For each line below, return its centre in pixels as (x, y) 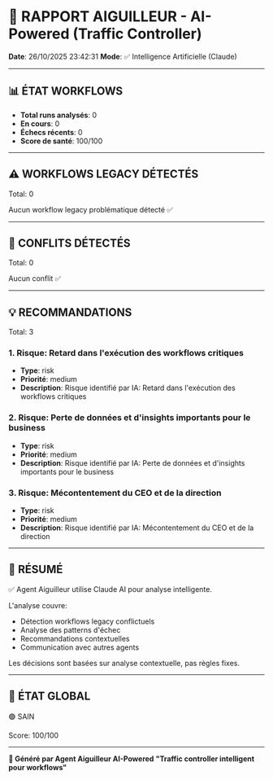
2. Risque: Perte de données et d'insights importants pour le (130, 418)
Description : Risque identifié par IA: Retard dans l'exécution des (128, 388)
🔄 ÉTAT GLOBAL (50, 697)
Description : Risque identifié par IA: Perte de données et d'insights (132, 462)
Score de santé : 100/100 (61, 141)
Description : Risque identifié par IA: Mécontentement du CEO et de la (137, 528)
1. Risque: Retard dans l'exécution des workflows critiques (126, 353)
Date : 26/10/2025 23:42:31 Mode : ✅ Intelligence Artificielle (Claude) (123, 56)
